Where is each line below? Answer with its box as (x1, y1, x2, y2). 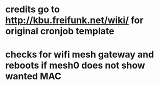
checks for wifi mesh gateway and (5, 49, 154, 60)
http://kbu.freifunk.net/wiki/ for (5, 14, 144, 26)
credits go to (5, 4, 60, 15)
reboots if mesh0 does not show (5, 60, 145, 71)
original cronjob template (5, 26, 115, 37)
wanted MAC (5, 71, 61, 82)
